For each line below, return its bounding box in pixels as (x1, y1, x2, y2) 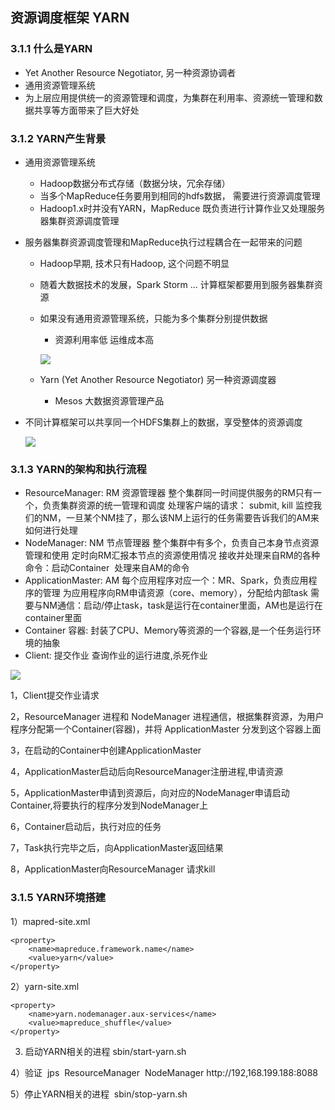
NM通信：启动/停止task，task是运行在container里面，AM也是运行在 (42, 599, 323, 612)
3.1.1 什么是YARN (10, 42, 93, 56)
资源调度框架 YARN (10, 9, 130, 27)
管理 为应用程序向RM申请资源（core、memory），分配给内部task (42, 587, 309, 599)
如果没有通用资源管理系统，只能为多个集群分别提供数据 (39, 312, 268, 324)
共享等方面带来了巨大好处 (33, 104, 140, 116)
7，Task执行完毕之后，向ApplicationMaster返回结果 (10, 842, 224, 854)
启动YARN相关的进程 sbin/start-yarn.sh (24, 1045, 187, 1057)
